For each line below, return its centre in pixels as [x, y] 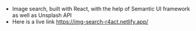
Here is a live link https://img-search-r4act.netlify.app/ [80, 22]
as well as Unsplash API [42, 15]
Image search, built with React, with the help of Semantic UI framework [101, 9]
